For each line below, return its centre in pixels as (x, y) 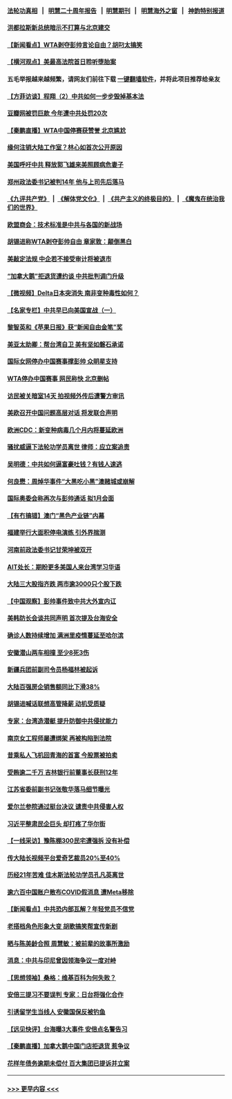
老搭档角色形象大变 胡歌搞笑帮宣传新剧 (62, 926)
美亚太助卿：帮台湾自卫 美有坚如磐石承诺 (66, 344)
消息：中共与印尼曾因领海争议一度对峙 (61, 961)
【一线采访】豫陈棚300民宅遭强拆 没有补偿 (68, 841)
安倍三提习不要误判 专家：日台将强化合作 (66, 995)
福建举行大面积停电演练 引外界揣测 (56, 533)
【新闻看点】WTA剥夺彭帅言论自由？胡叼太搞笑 (75, 44)
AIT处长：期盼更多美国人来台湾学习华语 (64, 566)
